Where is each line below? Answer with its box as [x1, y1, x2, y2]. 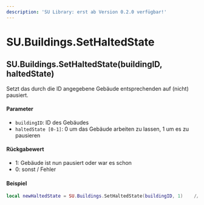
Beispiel [6, 179, 27, 187]
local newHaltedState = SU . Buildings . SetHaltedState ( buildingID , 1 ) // [6, 193, 200, 200]
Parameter [6, 105, 33, 113]
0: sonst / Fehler [15, 165, 56, 173]
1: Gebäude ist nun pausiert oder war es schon [15, 159, 132, 167]
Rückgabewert [6, 145, 44, 153]
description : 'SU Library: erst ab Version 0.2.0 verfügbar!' [6, 9, 167, 15]
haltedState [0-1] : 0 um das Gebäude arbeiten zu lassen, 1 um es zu [15, 125, 189, 133]
